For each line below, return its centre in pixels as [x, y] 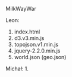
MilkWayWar [21, 9]
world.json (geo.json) [40, 57]
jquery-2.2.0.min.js [37, 51]
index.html [27, 32]
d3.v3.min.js [29, 38]
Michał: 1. [17, 69]
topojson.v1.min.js [36, 44]
